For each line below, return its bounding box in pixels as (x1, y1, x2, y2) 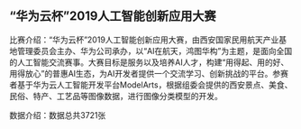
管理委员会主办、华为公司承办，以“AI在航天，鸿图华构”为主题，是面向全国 (16, 45, 293, 56)
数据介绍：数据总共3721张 (9, 109, 106, 120)
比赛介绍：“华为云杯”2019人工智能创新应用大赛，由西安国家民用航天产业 (9, 34, 279, 45)
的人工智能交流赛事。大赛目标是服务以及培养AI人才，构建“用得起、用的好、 (9, 57, 289, 68)
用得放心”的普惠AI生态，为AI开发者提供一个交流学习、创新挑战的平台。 (9, 68, 273, 78)
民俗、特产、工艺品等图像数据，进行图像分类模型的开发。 (9, 90, 223, 101)
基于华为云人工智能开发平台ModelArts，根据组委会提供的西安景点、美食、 (16, 79, 293, 90)
